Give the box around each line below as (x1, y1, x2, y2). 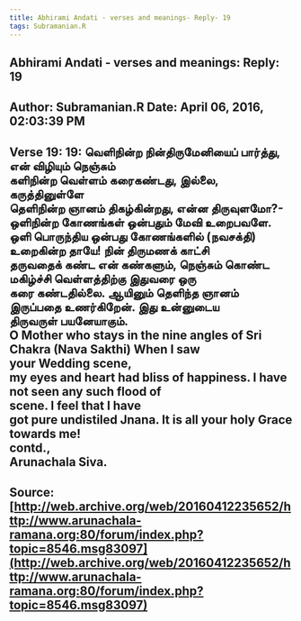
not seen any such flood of (9, 384, 162, 399)
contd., (9, 440, 51, 455)
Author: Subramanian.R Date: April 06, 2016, (9, 100, 264, 115)
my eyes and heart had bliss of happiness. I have (9, 370, 288, 385)
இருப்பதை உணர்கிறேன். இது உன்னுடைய (9, 299, 220, 315)
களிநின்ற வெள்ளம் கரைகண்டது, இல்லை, (9, 172, 219, 187)
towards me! (9, 425, 81, 442)
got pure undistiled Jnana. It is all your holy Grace (9, 412, 293, 427)
